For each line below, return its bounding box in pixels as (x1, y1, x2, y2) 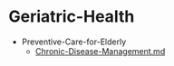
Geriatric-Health (8, 6, 135, 27)
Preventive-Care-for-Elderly (21, 36, 127, 47)
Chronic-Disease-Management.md (34, 45, 166, 56)
